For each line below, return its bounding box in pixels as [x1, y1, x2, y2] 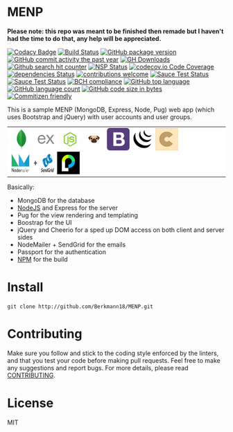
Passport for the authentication [17, 248, 106, 256]
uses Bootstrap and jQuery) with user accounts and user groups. [7, 112, 192, 121]
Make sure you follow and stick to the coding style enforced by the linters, [7, 349, 219, 357]
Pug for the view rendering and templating [17, 211, 139, 219]
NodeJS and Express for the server [17, 204, 118, 212]
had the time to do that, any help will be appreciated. [7, 34, 162, 42]
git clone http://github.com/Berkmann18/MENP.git [7, 303, 154, 310]
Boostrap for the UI [17, 219, 72, 227]
